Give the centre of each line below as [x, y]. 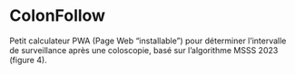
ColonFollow [58, 16]
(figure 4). [28, 60]
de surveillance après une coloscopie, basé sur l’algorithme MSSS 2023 [144, 50]
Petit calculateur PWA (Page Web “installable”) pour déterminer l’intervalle [148, 41]
